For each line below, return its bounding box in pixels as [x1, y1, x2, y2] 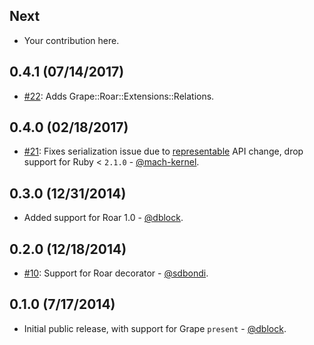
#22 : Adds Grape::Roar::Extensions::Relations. [23, 90, 215, 102]
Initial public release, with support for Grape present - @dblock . [23, 322, 287, 334]
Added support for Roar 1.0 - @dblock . [23, 212, 184, 224]
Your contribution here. [23, 34, 120, 46]
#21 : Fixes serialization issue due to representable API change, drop [23, 145, 304, 158]
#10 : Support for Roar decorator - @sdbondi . [23, 267, 209, 279]
